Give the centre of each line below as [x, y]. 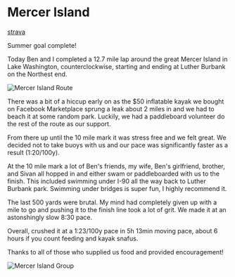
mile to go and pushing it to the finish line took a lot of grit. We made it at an [117, 209]
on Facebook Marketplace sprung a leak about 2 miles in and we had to [111, 109]
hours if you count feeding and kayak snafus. [73, 238]
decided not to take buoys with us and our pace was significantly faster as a [118, 144]
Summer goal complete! [42, 45]
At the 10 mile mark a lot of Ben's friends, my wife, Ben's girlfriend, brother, [116, 166]
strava [17, 32]
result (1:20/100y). [33, 152]
